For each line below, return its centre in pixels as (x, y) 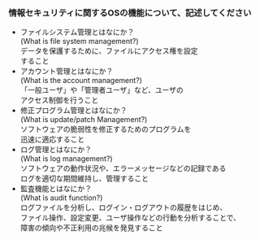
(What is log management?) (66, 159)
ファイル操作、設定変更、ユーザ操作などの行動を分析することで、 (130, 218)
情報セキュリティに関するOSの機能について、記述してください (130, 12)
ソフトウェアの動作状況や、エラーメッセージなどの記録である (123, 168)
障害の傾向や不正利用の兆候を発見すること (91, 228)
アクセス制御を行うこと (59, 100)
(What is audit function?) (61, 198)
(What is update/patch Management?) (84, 120)
